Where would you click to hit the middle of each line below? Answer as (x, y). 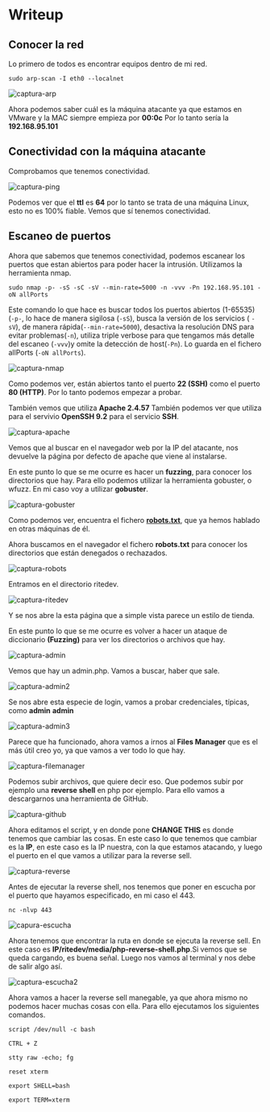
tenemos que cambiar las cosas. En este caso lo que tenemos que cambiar (133, 838)
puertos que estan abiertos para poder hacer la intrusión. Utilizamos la (125, 264)
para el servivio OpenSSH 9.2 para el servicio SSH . (93, 416)
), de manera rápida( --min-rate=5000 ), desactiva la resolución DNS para (135, 326)
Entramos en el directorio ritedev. (64, 584)
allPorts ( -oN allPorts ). (47, 352)
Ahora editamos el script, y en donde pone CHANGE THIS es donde (121, 830)
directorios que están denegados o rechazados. (88, 553)
